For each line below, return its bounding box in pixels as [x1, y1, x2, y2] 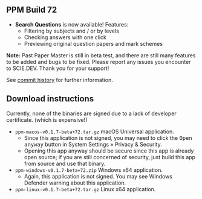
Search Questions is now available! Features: [15, 21, 129, 28]
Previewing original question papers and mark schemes [24, 40, 163, 47]
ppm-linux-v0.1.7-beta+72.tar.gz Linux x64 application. [15, 185, 156, 192]
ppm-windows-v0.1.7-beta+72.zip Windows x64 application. [15, 166, 163, 174]
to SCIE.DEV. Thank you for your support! [6, 65, 109, 72]
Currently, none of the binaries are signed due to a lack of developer [6, 110, 177, 117]
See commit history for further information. [6, 76, 113, 83]
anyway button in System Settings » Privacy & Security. [24, 141, 162, 148]
